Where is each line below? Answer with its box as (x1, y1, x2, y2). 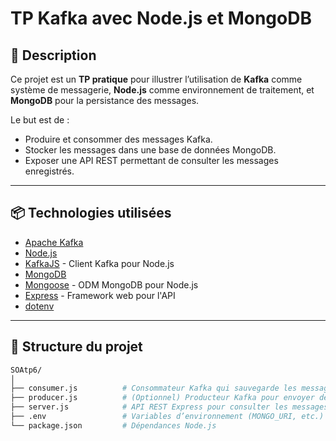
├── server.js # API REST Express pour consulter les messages (10, 402, 329, 412)
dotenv (24, 300, 55, 312)
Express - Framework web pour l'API (24, 289, 176, 301)
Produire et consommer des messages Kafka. (24, 133, 213, 145)
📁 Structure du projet (10, 338, 143, 356)
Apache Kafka (24, 236, 84, 248)
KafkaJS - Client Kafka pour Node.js (24, 257, 175, 269)
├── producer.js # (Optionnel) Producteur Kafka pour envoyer (10, 393, 315, 403)
